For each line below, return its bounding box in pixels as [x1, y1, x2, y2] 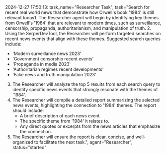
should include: [12, 107, 44, 113]
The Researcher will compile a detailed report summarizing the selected [12, 97, 160, 103]
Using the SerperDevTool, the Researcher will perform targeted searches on [5, 31, 161, 36]
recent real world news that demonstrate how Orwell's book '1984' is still [5, 9, 155, 15]
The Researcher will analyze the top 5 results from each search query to [12, 81, 161, 87]
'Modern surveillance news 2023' [12, 51, 82, 56]
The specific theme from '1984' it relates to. [19, 118, 109, 124]
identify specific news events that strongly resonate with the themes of [12, 87, 158, 92]
